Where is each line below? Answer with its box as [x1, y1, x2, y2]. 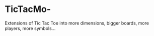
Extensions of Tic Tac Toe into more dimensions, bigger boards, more [5, 20, 149, 26]
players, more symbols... [5, 25, 56, 31]
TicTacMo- [5, 3, 51, 15]
